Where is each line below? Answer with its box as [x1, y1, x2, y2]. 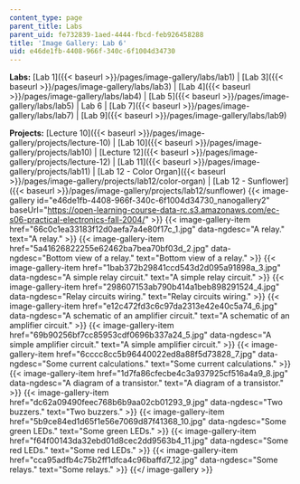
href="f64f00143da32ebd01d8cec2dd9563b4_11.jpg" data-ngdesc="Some [9, 435, 289, 446]
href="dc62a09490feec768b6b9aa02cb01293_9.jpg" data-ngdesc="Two [9, 397, 283, 408]
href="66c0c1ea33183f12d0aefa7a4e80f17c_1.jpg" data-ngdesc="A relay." [9, 223, 286, 235]
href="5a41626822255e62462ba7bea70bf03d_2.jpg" [9, 243, 210, 254]
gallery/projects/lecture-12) [9, 157, 111, 167]
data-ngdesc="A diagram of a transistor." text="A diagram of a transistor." [9, 377, 285, 389]
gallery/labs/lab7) [9, 110, 75, 121]
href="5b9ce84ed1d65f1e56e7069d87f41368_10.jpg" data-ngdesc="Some [9, 416, 286, 427]
